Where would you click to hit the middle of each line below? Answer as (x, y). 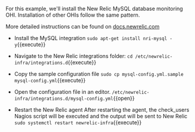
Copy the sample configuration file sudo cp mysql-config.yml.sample (99, 74)
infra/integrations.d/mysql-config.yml (64, 99)
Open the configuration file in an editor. (62, 92)
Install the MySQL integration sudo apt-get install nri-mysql (91, 38)
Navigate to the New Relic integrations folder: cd (73, 56)
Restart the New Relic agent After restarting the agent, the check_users (102, 110)
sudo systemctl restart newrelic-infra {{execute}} (78, 122)
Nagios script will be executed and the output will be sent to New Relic (101, 116)
